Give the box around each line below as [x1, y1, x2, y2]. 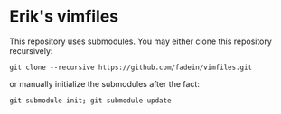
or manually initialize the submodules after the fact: [9, 78, 201, 89]
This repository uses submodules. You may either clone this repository [9, 36, 273, 47]
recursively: [9, 45, 53, 56]
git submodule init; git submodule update [9, 96, 172, 105]
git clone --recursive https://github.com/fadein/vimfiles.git [9, 63, 253, 72]
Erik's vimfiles [9, 6, 119, 27]
